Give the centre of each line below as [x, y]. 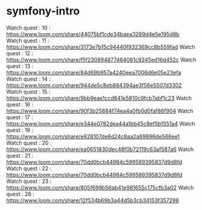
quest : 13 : [20, 66]
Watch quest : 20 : [29, 143]
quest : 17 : [20, 117]
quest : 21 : [20, 155]
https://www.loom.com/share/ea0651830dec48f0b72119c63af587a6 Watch [100, 149]
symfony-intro [43, 11]
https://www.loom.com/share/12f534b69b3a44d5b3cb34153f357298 [93, 200]
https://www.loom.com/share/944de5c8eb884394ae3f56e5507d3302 [94, 85]
